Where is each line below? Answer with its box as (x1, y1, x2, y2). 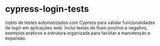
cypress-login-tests (5, 3, 89, 15)
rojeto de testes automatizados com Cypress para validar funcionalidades (5, 20, 156, 25)
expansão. (5, 35, 27, 41)
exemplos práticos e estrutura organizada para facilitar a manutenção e (5, 30, 151, 36)
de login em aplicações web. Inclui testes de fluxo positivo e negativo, (5, 24, 148, 30)
